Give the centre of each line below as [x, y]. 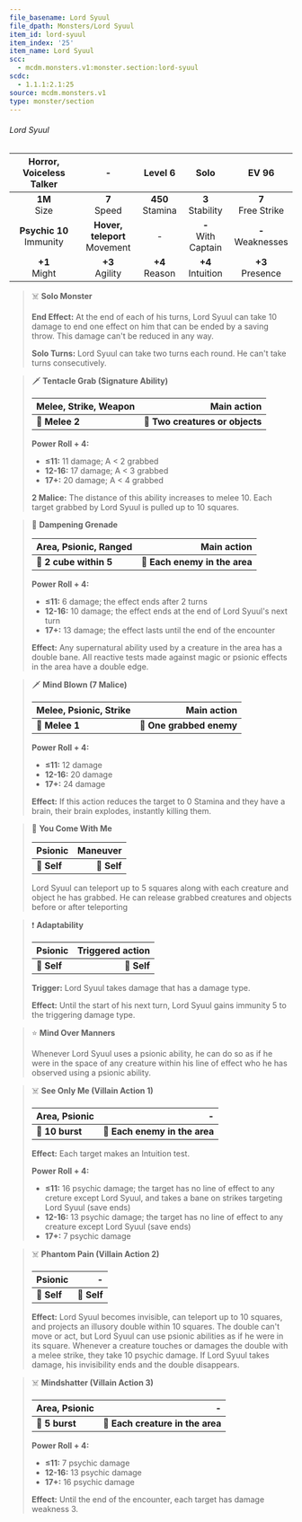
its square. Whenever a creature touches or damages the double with [160, 1345]
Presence [261, 273]
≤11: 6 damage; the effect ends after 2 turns [126, 601]
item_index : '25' [42, 43]
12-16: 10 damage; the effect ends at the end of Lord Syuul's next [166, 611]
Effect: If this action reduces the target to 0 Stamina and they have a [158, 801]
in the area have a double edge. [90, 667]
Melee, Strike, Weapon [85, 406]
